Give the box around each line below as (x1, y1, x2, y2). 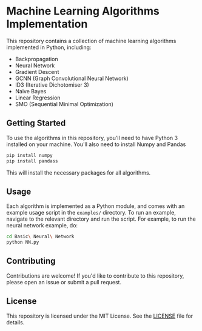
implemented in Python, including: (6, 44, 92, 51)
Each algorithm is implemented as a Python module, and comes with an (6, 202, 185, 210)
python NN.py (6, 239, 39, 246)
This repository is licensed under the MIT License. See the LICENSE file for (6, 312, 194, 319)
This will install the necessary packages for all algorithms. (6, 169, 151, 176)
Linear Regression (15, 94, 61, 101)
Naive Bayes (15, 87, 47, 95)
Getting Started (6, 118, 66, 129)
